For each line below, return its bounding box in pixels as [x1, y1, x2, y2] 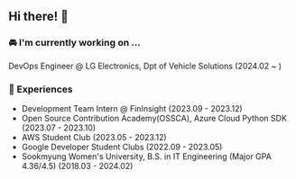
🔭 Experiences [8, 83, 73, 95]
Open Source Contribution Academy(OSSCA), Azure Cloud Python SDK [21, 112, 288, 123]
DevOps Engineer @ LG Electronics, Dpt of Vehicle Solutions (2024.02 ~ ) [8, 60, 282, 71]
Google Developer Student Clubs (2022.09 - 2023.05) [21, 141, 223, 152]
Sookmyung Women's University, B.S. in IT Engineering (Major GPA [21, 150, 272, 162]
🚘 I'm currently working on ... [8, 37, 141, 49]
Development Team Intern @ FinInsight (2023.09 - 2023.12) [21, 103, 243, 113]
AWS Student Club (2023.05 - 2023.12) [21, 131, 168, 142]
